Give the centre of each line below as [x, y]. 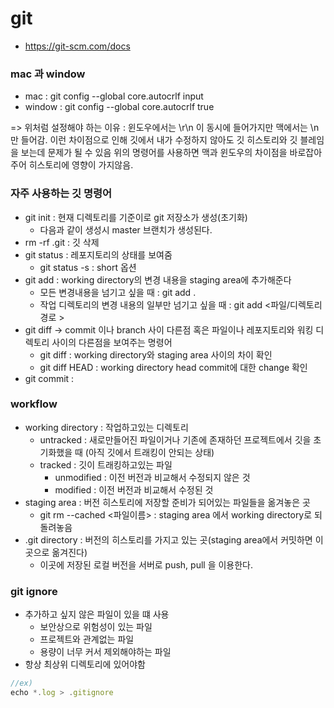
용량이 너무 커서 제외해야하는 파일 [105, 652]
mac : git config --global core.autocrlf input [114, 96]
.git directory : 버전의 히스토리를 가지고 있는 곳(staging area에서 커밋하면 [168, 539]
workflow [34, 404]
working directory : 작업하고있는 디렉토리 [106, 427]
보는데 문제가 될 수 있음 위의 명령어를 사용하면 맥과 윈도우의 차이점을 [154, 153]
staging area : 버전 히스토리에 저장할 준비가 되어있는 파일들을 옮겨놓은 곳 [167, 502]
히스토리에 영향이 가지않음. [81, 165]
